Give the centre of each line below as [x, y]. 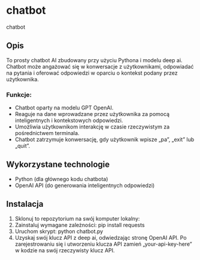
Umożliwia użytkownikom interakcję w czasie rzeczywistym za [92, 127]
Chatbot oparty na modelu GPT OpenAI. [64, 108]
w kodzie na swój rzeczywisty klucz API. [65, 250]
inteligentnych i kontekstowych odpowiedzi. [69, 121]
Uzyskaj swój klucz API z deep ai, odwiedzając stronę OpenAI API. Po [101, 237]
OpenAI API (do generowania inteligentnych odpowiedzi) [85, 185]
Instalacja [25, 204]
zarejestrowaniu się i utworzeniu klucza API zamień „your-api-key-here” [104, 244]
